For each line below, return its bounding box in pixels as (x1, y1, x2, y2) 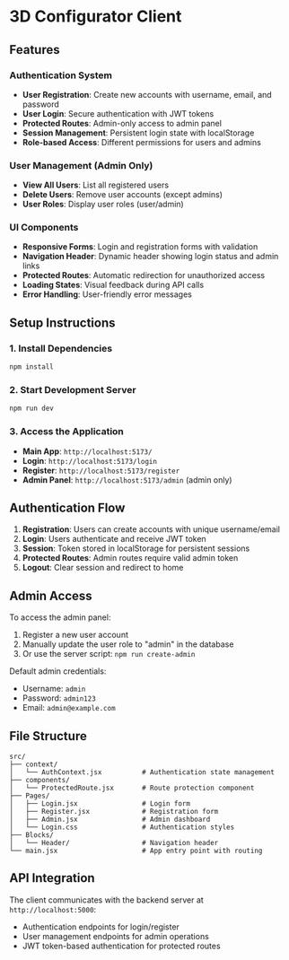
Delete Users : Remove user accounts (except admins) (22, 189, 223, 200)
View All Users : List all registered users (22, 179, 169, 190)
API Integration (9, 870, 96, 886)
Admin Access (9, 588, 92, 603)
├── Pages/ (9, 791, 50, 800)
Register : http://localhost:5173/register (22, 465, 180, 476)
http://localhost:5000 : (9, 903, 97, 914)
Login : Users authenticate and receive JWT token (22, 534, 206, 545)
